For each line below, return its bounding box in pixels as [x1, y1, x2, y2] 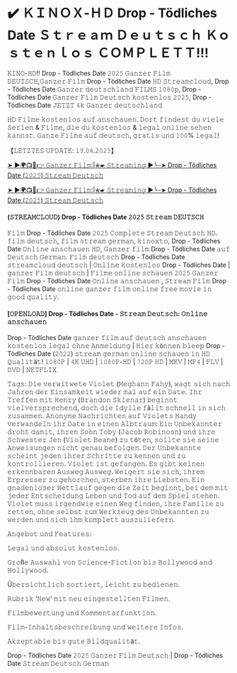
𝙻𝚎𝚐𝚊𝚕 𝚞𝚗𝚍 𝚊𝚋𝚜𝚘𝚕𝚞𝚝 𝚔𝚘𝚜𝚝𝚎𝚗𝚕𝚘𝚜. [7, 544, 120, 552]
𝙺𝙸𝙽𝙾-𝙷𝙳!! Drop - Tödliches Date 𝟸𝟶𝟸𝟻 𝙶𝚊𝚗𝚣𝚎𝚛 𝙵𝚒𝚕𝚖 [7, 69, 171, 77]
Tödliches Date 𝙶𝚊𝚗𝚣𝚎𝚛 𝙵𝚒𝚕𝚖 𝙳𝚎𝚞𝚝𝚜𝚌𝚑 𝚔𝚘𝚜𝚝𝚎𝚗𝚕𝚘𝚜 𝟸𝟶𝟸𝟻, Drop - [7, 92, 212, 102]
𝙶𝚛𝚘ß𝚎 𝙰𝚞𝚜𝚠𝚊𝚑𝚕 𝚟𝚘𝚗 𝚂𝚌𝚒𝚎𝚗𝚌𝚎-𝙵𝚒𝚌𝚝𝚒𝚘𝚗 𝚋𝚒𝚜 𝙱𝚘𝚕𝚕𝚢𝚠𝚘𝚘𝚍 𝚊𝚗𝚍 [7, 558, 213, 567]
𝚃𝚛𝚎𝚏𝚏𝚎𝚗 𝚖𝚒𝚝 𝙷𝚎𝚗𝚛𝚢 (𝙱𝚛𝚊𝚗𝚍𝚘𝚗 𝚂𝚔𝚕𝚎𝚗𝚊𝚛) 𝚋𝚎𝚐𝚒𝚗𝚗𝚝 [7, 395, 178, 404]
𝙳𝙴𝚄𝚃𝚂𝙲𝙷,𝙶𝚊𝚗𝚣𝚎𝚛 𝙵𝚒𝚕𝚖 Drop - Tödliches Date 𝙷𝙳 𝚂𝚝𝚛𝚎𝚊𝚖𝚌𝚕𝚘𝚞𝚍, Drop [7, 77, 229, 85]
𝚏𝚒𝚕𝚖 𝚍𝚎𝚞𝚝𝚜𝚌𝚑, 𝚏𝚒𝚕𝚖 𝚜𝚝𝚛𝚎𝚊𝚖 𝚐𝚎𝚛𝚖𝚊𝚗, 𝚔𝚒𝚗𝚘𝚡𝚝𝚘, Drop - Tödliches [7, 237, 221, 246]
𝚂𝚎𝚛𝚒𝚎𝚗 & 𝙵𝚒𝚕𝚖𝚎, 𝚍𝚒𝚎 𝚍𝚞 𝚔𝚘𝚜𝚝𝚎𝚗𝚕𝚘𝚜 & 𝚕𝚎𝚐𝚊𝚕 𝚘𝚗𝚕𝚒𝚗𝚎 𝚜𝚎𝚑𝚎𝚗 [7, 123, 212, 131]
